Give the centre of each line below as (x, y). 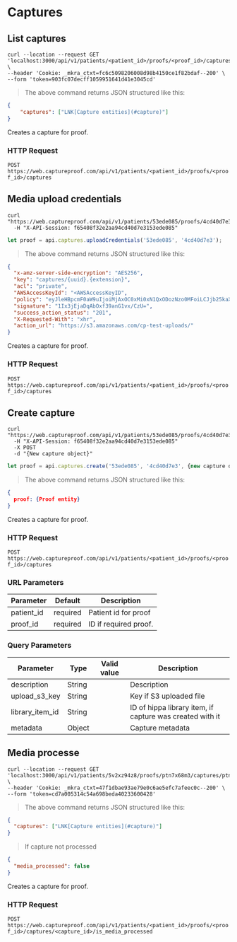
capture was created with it (175, 716)
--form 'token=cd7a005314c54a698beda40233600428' (82, 794)
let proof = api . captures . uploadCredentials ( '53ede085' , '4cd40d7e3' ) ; (115, 240)
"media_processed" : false (52, 866)
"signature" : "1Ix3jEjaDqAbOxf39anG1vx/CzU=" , (83, 306)
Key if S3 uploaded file (168, 696)
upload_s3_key (36, 696)
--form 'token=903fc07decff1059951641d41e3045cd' (82, 79)
